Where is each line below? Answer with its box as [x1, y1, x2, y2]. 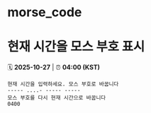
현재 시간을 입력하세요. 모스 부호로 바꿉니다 [7, 81, 119, 88]
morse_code [7, 4, 82, 20]
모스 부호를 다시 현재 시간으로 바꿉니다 [7, 95, 106, 102]
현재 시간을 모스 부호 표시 [7, 39, 145, 55]
